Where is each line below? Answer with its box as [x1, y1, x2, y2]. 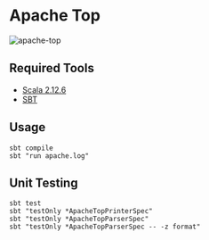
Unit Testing [9, 175, 78, 190]
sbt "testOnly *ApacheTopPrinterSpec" [9, 207, 153, 216]
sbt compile [9, 144, 53, 153]
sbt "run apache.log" [9, 151, 90, 161]
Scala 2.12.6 [21, 84, 67, 95]
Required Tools [9, 61, 95, 76]
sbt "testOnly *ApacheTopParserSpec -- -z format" [9, 222, 201, 232]
